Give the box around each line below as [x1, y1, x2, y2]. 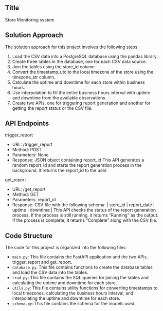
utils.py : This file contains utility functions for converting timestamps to [12, 285, 158, 291]
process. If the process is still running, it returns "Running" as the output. [12, 212, 159, 218]
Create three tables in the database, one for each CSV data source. [12, 58, 147, 64]
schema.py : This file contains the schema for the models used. [12, 301, 136, 307]
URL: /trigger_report [12, 141, 53, 148]
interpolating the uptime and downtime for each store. [12, 295, 121, 301]
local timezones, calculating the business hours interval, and [12, 290, 134, 296]
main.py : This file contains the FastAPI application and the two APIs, [12, 254, 148, 260]
